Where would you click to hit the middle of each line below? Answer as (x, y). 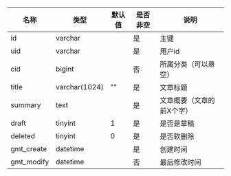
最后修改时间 (180, 162)
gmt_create (29, 149)
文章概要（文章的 (187, 100)
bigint (65, 69)
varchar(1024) (80, 87)
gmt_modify (30, 162)
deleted (23, 136)
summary (26, 105)
